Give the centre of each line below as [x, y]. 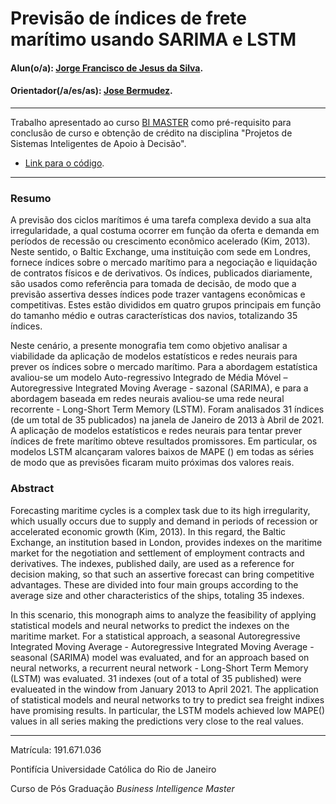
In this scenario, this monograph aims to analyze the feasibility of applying [163, 614]
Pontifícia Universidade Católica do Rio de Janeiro [113, 769]
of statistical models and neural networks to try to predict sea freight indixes [167, 699]
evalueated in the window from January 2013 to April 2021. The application [164, 689]
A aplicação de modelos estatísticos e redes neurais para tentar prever [156, 431]
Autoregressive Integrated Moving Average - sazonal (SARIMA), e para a [159, 388]
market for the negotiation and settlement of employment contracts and [157, 553]
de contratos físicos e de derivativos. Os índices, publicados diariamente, [161, 273]
